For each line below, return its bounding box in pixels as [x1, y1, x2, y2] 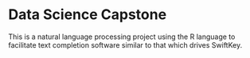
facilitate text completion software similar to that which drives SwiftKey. [8, 40, 243, 49]
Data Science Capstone [8, 6, 167, 24]
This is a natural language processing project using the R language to [8, 32, 236, 41]
